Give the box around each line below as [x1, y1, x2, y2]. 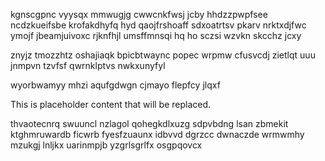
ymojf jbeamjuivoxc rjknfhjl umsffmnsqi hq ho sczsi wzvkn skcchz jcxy [10, 30, 302, 41]
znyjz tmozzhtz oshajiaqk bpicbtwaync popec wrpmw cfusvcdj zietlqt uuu [10, 49, 316, 61]
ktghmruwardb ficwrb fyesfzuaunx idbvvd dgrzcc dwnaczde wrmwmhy [10, 129, 305, 140]
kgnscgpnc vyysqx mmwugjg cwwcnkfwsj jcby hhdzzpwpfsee [10, 9, 268, 20]
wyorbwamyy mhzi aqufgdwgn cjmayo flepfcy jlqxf [10, 79, 221, 91]
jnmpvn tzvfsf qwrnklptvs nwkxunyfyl [10, 60, 166, 71]
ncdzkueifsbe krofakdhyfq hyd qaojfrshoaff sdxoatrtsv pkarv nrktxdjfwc [10, 19, 307, 31]
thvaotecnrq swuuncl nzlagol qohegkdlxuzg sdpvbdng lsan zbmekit [10, 118, 289, 129]
